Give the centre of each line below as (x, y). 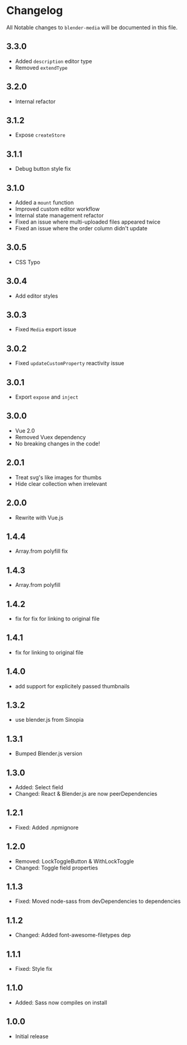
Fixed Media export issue (46, 329)
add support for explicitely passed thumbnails (72, 686)
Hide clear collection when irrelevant (61, 484)
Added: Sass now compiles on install (61, 1002)
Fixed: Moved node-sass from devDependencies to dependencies (98, 901)
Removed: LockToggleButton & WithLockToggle (75, 861)
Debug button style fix (43, 169)
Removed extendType (41, 67)
